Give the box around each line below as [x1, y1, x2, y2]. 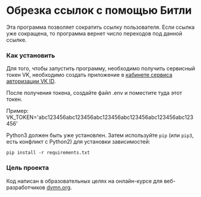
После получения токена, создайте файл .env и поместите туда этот [6, 89, 182, 97]
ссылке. [6, 36, 27, 43]
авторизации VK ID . [6, 77, 56, 85]
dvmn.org [46, 184, 71, 191]
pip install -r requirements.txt [6, 150, 90, 156]
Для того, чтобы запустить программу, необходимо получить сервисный [6, 65, 196, 72]
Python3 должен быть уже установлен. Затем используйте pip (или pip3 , [6, 132, 194, 139]
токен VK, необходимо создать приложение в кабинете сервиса [6, 71, 173, 79]
